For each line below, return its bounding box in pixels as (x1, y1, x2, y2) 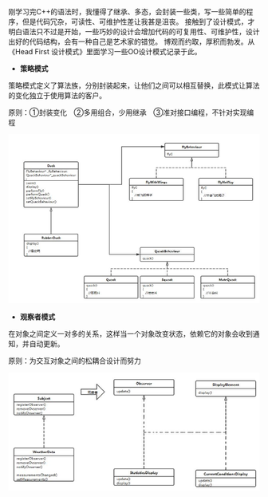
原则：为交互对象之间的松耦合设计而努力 (8, 356, 141, 365)
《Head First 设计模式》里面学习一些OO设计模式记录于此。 (8, 47, 202, 56)
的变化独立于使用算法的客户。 (8, 91, 106, 100)
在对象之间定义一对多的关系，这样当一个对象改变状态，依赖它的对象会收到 (8, 329, 253, 338)
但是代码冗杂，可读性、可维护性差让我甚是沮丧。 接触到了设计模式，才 (22, 17, 255, 26)
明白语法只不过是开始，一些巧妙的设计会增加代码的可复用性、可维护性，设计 (8, 27, 260, 36)
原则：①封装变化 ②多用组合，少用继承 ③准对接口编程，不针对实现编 (8, 108, 254, 117)
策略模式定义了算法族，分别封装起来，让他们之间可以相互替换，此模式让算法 (8, 81, 260, 90)
